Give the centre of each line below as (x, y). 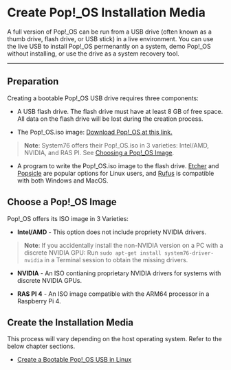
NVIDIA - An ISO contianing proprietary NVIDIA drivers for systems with (119, 273)
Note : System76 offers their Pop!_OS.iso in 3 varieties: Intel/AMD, (117, 145)
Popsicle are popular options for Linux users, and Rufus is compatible (115, 173)
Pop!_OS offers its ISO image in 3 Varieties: (68, 218)
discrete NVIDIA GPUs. (49, 280)
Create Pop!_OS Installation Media (107, 13)
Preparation (33, 81)
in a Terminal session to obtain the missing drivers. (116, 259)
